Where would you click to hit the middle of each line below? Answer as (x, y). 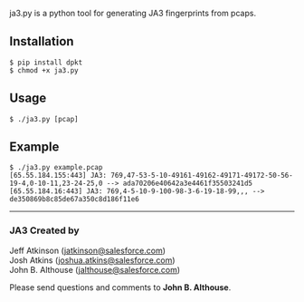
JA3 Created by (44, 230)
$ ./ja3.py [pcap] (44, 119)
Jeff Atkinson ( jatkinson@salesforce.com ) (87, 250)
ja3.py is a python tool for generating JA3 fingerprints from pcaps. (133, 13)
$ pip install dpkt (46, 63)
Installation (42, 41)
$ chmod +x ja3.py (44, 70)
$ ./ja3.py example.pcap (56, 168)
